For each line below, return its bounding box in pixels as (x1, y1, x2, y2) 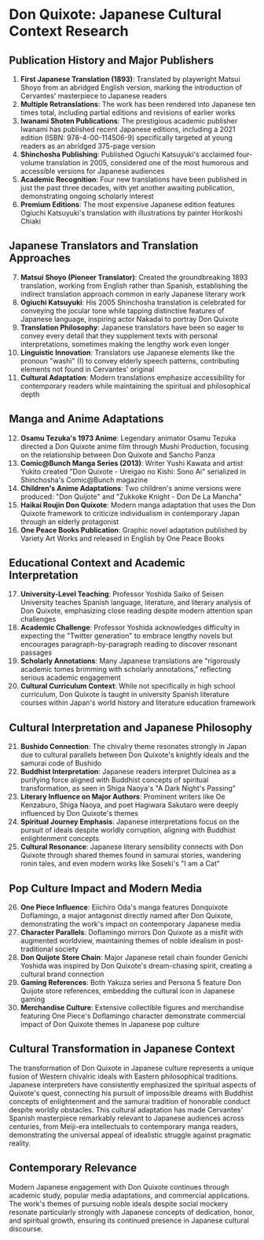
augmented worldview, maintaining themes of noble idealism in (20, 936, 225, 946)
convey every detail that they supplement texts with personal (20, 330, 218, 340)
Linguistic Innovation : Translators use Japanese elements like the (20, 348, 235, 357)
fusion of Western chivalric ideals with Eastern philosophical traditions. (9, 1072, 239, 1081)
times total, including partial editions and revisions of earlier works (20, 108, 236, 117)
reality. (9, 1139, 31, 1148)
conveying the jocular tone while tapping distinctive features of (20, 305, 225, 316)
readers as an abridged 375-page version (20, 142, 156, 150)
